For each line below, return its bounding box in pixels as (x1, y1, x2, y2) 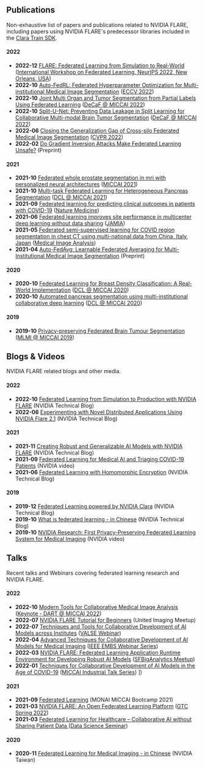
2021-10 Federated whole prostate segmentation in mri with (15, 174, 167, 181)
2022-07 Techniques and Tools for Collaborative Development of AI (15, 623, 187, 631)
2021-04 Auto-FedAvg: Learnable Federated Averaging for (15, 246, 164, 253)
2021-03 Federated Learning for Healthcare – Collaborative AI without (15, 716, 192, 723)
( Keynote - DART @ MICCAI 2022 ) (15, 610, 102, 618)
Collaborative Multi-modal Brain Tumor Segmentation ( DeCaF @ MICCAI (15, 114, 197, 121)
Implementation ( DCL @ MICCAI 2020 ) (31, 286, 129, 294)
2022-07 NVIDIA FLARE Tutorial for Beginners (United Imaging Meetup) (15, 616, 196, 624)
